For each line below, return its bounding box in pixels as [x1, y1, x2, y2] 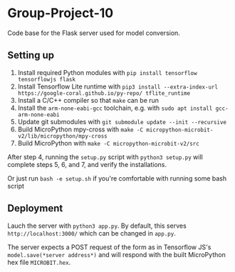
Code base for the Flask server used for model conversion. [7, 29, 180, 37]
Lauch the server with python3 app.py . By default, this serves [7, 221, 187, 230]
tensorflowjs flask [17, 76, 76, 83]
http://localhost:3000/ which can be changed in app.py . [7, 228, 176, 237]
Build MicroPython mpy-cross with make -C [17, 125, 144, 134]
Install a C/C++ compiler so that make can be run [17, 96, 159, 104]
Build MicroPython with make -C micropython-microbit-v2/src [17, 138, 199, 147]
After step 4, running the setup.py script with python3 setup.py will [7, 152, 203, 161]
